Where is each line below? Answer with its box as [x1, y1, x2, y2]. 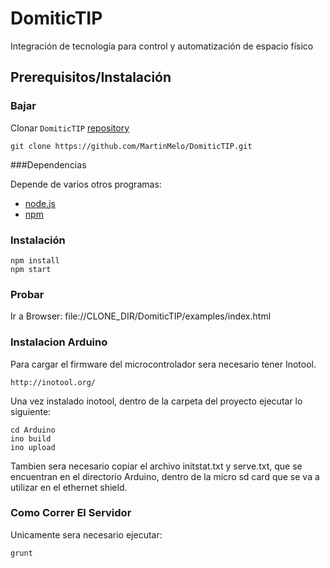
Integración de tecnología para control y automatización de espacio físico [10, 40, 314, 52]
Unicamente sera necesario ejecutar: [10, 528, 163, 541]
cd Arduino [10, 425, 56, 435]
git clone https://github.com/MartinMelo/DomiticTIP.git [10, 141, 253, 151]
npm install [10, 255, 60, 266]
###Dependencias [10, 158, 87, 171]
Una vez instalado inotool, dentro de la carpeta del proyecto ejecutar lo [10, 395, 303, 407]
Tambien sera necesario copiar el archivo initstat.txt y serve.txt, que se [10, 460, 303, 472]
